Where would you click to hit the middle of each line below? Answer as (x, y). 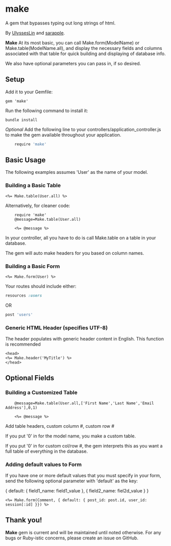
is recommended (23, 344)
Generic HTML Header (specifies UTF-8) (57, 328)
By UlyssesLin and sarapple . (35, 33)
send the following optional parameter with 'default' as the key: (71, 481)
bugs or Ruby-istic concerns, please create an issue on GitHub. (72, 538)
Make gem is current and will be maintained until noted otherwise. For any (83, 532)
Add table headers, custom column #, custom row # (60, 426)
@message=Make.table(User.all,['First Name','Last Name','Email (84, 403)
